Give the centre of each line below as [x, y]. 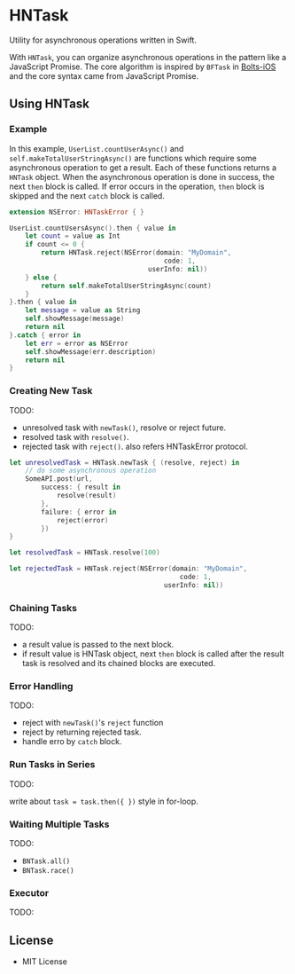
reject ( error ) [82, 520]
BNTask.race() [48, 870]
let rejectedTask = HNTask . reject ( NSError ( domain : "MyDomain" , [128, 569]
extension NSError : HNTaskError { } [77, 212]
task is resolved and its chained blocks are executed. [119, 664]
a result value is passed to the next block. [98, 645]
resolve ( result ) [86, 496]
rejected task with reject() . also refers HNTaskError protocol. [135, 446]
